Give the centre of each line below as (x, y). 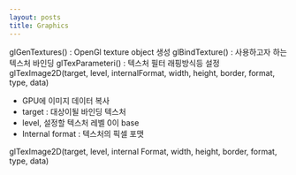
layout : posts (35, 17)
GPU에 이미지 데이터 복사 (66, 100)
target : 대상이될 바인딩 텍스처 (74, 111)
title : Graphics (39, 26)
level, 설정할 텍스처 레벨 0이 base (80, 122)
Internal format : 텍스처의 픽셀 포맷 (83, 133)
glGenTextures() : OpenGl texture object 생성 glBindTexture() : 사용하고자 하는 (148, 52)
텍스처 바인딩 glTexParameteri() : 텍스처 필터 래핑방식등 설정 (114, 63)
